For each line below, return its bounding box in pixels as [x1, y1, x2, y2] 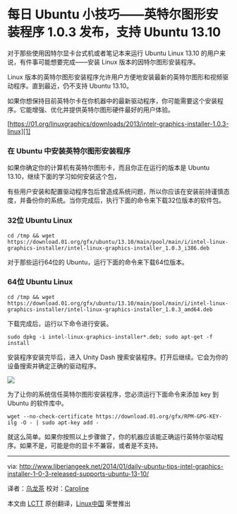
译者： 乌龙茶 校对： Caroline [7, 484, 90, 492]
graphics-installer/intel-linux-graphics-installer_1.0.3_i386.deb [7, 245, 210, 252]
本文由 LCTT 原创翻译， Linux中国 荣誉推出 [7, 499, 131, 508]
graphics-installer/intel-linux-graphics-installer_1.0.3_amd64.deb [7, 305, 213, 313]
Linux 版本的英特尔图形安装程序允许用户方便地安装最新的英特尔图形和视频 [7, 72, 223, 81]
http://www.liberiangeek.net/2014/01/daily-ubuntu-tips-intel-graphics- [19, 462, 224, 470]
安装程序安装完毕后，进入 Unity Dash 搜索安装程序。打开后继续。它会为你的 [7, 353, 229, 361]
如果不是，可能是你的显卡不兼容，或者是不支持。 [19, 441, 162, 450]
